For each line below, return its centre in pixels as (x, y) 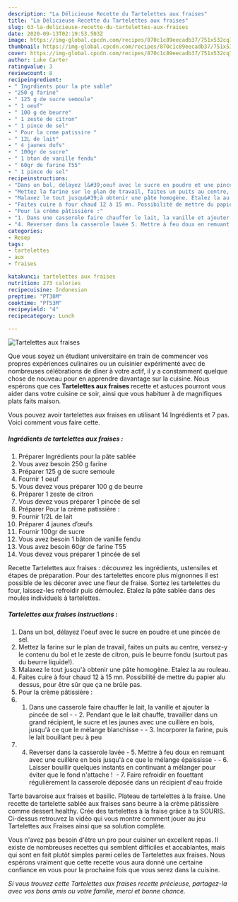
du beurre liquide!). (46, 661)
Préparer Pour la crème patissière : (69, 509)
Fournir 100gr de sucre (52, 531)
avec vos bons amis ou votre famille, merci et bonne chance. (97, 891)
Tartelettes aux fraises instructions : (63, 614)
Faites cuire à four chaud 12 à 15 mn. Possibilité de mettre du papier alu (121, 677)
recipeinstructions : (38, 178)
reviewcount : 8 (30, 73)
